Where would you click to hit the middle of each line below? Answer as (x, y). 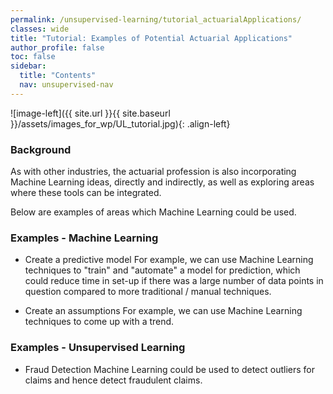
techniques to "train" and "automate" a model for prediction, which (162, 270)
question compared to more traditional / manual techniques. (148, 292)
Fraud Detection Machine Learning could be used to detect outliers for (170, 369)
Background (41, 149)
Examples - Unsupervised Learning (98, 348)
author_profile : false (57, 47)
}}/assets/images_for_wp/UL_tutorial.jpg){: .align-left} (120, 123)
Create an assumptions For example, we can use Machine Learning (163, 311)
